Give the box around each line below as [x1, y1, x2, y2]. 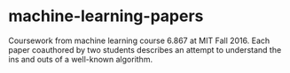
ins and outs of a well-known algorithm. [8, 54, 153, 64]
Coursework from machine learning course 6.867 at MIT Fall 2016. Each [8, 35, 270, 46]
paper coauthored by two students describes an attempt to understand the [8, 44, 282, 55]
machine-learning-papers [8, 6, 204, 26]
